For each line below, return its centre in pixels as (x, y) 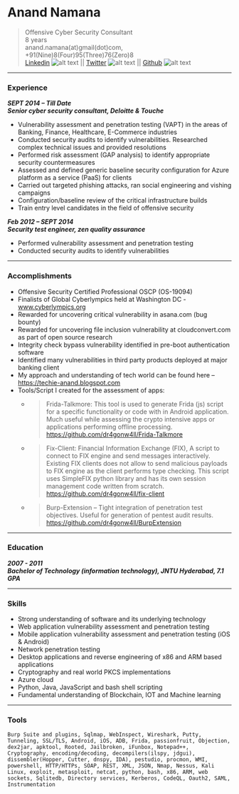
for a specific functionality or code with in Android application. (137, 412)
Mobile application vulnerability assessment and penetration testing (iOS (124, 634)
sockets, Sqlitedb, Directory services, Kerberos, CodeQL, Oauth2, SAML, (119, 778)
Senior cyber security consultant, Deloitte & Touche (86, 111)
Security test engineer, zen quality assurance (76, 230)
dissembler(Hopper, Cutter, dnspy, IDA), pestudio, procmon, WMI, (108, 760)
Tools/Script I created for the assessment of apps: (91, 390)
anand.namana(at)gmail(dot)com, (74, 47)
